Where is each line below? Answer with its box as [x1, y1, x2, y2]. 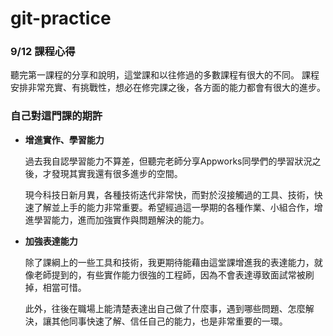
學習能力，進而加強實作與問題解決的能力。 [33, 213, 210, 226]
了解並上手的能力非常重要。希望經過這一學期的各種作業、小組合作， [33, 201, 315, 213]
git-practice [10, 7, 112, 30]
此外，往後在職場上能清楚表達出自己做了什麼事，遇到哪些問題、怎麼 [24, 302, 306, 314]
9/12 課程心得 [10, 45, 76, 59]
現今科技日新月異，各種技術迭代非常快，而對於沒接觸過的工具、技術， [24, 188, 315, 201]
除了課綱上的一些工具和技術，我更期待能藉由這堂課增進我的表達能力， [24, 256, 315, 268]
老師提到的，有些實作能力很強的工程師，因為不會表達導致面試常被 [33, 268, 306, 281]
